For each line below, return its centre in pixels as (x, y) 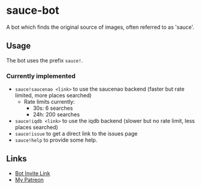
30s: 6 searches (53, 108)
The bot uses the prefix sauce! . (44, 60)
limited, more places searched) (53, 95)
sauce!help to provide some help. (56, 140)
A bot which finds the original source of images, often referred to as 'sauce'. (100, 27)
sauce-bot (33, 10)
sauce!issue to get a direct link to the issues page (76, 134)
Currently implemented (41, 76)
